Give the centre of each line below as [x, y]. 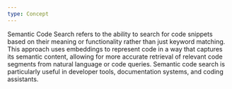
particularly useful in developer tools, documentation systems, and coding [116, 71]
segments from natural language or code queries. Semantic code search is [116, 64]
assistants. [23, 79]
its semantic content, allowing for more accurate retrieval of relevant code [115, 57]
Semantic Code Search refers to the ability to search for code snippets [110, 34]
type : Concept [28, 14]
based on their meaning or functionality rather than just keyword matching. [116, 41]
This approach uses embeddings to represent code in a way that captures [115, 49]
